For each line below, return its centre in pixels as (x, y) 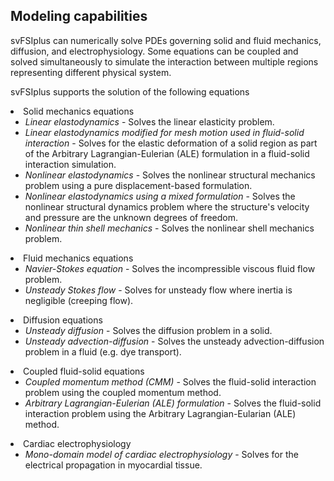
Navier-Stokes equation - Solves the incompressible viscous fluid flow (170, 268)
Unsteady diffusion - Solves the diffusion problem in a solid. (148, 330)
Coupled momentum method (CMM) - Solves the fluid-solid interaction (170, 381)
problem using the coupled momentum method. (123, 392)
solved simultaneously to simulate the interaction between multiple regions (164, 61)
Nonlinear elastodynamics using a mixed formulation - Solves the (160, 196)
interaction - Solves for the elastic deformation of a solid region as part (171, 143)
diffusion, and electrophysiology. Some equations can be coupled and (154, 51)
